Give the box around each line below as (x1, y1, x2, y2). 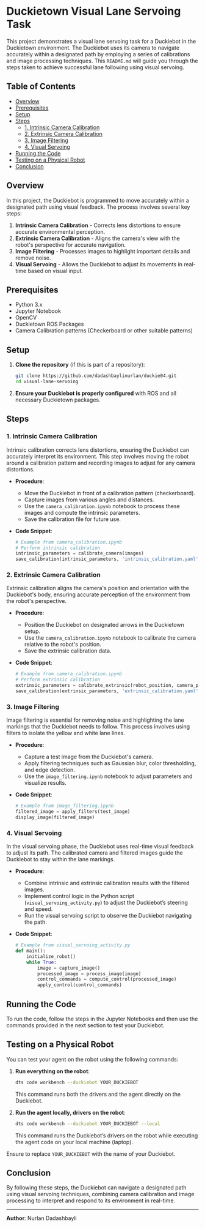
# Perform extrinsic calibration (15, 676, 101, 683)
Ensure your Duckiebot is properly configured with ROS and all (15, 389, 177, 397)
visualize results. (24, 779, 67, 787)
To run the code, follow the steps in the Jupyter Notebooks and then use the (6, 1015, 198, 1022)
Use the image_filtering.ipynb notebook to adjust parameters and (24, 773, 193, 780)
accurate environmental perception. (15, 228, 106, 235)
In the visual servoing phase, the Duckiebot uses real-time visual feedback (6, 843, 194, 850)
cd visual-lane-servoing (15, 378, 79, 385)
